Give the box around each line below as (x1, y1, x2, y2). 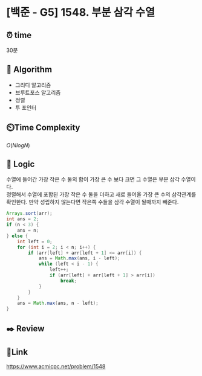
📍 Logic (6, 159, 35, 170)
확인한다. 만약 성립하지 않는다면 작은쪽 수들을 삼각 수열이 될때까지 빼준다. (6, 199, 179, 206)
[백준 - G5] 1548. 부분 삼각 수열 (6, 5, 155, 19)
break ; (60, 278, 77, 284)
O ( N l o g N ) (6, 141, 30, 148)
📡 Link (6, 346, 28, 357)
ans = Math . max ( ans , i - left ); (38, 255, 120, 261)
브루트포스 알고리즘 (15, 89, 61, 96)
